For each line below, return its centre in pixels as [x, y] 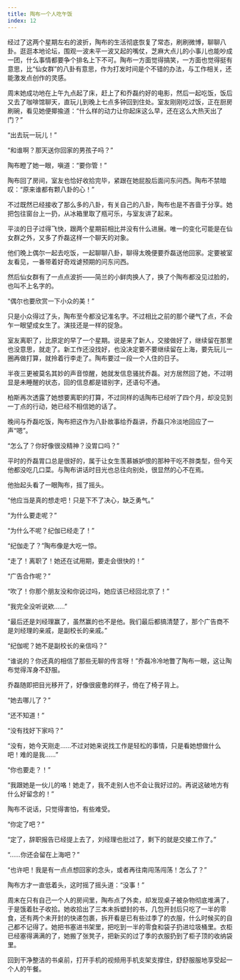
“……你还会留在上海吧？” [44, 854]
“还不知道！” [26, 715]
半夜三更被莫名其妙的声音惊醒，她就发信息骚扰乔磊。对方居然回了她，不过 [117, 373]
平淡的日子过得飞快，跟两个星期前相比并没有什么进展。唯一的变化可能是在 [117, 229]
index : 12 [22, 21]
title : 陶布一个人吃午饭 [40, 14]
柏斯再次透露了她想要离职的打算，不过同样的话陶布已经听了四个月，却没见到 [120, 397]
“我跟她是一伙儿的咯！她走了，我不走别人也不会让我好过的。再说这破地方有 [119, 785]
